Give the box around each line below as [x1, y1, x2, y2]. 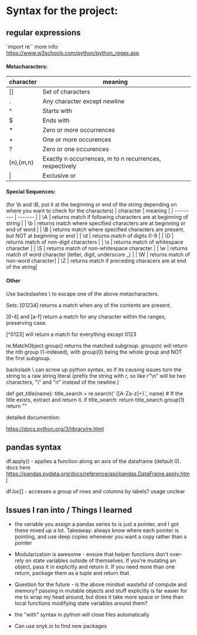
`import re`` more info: [6, 43, 59, 50]
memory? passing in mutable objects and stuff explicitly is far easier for [14, 587, 188, 594]
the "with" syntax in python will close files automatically [14, 611, 150, 619]
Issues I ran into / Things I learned [6, 505, 133, 515]
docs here [6, 464, 30, 471]
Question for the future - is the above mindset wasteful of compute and [14, 581, 187, 588]
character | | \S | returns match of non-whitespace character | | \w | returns [6, 245, 188, 252]
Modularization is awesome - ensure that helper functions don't [14, 551, 169, 558]
